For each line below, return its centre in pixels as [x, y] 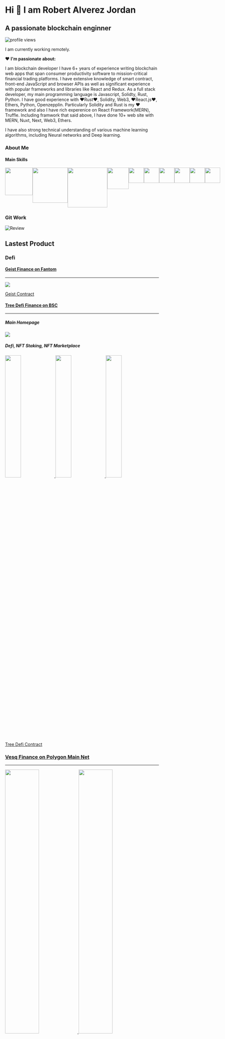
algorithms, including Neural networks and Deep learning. [63, 135]
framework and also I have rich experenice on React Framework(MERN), [78, 110]
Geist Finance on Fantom [31, 269]
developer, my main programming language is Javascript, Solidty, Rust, [76, 94]
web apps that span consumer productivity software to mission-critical [76, 73]
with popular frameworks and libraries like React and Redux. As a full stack [80, 89]
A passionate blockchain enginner [58, 28]
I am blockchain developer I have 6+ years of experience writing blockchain [81, 68]
